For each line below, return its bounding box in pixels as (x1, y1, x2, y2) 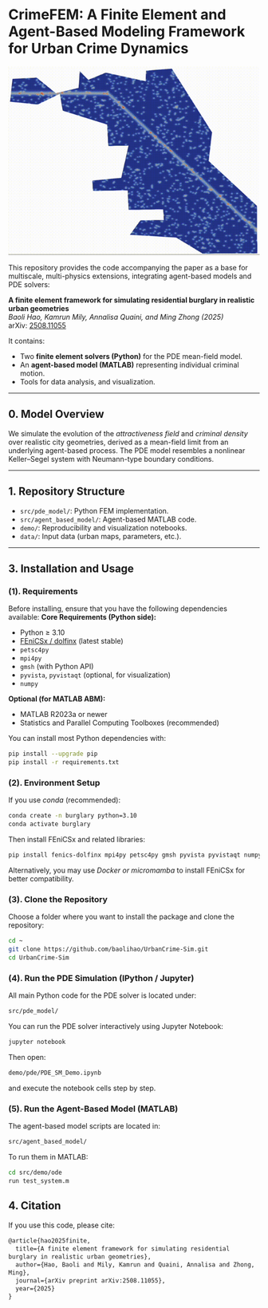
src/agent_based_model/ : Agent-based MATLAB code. (19, 514, 197, 524)
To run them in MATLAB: (8, 1152, 89, 1161)
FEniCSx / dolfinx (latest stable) (19, 636, 124, 646)
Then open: (8, 1052, 46, 1062)
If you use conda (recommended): (8, 795, 121, 805)
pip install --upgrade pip (8, 750, 98, 758)
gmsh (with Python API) (19, 662, 94, 672)
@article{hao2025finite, (8, 1236, 91, 1245)
